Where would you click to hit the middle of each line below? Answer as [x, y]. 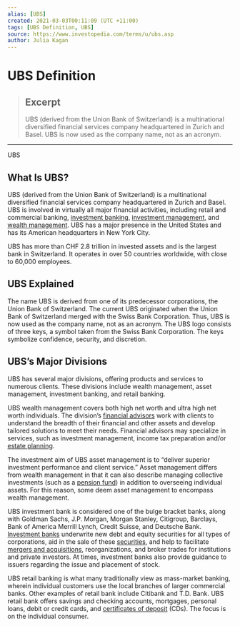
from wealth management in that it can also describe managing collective [115, 475]
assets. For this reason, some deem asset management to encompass [110, 490]
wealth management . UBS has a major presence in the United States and [114, 225]
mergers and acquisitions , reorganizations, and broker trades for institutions [119, 549]
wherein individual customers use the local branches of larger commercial [116, 585]
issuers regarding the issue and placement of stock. [84, 564]
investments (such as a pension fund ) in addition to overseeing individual [115, 482]
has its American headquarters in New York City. [79, 232]
